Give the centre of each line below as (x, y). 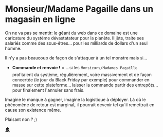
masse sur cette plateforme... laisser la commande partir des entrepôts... (85, 85)
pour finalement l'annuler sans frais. (48, 90)
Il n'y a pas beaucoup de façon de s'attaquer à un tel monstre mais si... (76, 58)
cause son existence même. (33, 110)
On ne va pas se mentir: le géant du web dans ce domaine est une (71, 33)
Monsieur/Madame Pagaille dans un (79, 9)
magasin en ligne (40, 19)
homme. (13, 48)
